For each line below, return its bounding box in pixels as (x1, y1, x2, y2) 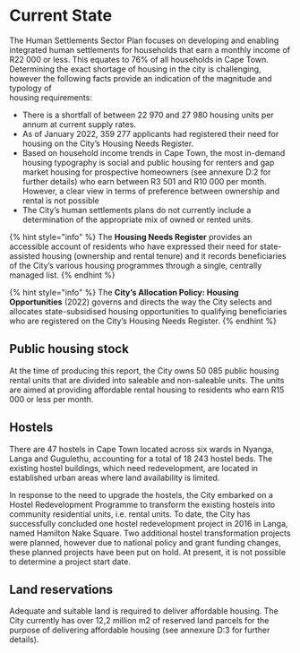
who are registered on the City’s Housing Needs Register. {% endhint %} (9, 315, 278, 326)
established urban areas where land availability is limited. (9, 472, 220, 483)
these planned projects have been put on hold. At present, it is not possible (9, 546, 287, 557)
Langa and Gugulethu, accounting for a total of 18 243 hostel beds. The (9, 453, 273, 464)
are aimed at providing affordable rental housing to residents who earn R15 (9, 384, 285, 395)
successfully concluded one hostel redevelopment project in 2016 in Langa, (9, 518, 288, 528)
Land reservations (9, 581, 114, 597)
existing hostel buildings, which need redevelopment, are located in (9, 462, 258, 473)
